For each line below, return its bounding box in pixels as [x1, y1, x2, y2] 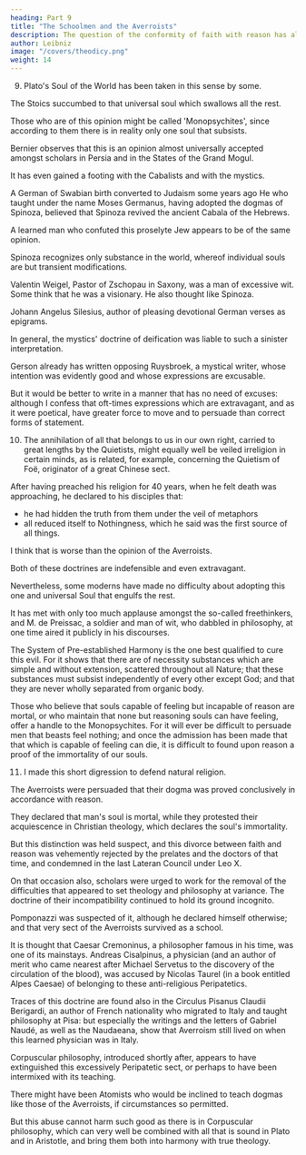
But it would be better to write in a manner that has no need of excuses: [10, 388, 278, 399]
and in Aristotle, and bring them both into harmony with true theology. [10, 1136, 271, 1146]
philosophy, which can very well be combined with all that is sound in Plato [10, 1126, 291, 1136]
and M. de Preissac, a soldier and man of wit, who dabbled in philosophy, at [10, 617, 293, 627]
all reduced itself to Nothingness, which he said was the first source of [23, 518, 288, 528]
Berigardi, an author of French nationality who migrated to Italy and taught [10, 1005, 288, 1016]
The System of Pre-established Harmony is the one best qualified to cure [10, 645, 284, 655]
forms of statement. [10, 417, 84, 428]
